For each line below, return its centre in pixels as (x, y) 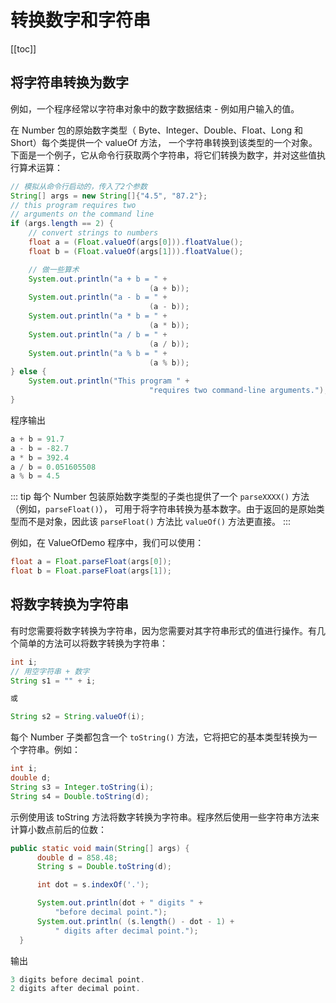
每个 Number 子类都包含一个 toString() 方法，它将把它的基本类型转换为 (159, 737)
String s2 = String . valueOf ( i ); (77, 717)
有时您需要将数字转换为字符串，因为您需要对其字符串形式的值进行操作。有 (163, 630)
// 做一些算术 (54, 269)
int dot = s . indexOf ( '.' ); (93, 885)
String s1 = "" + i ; (53, 681)
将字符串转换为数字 (69, 82)
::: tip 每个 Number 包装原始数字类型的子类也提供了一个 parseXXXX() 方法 (160, 497)
